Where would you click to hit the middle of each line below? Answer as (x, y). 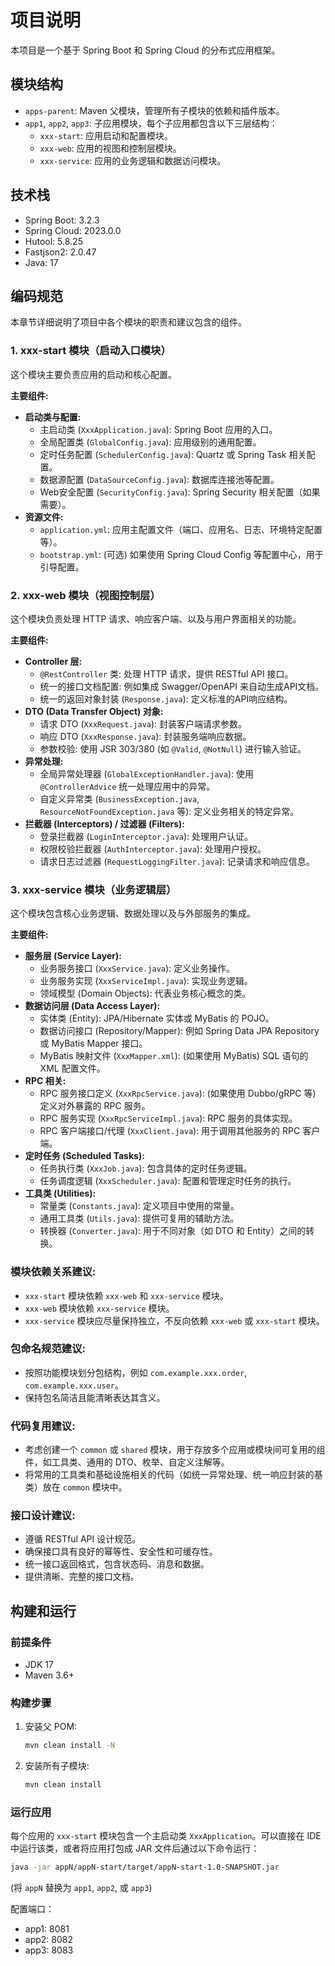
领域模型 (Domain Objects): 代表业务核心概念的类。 (145, 993)
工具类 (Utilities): (60, 1193)
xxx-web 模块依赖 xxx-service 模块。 (99, 1308)
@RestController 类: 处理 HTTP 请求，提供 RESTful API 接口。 (166, 673)
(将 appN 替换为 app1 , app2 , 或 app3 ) (81, 1888)
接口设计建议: (43, 1516)
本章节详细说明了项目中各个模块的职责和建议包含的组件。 (128, 322)
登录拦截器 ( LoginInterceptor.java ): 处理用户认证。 (146, 836)
